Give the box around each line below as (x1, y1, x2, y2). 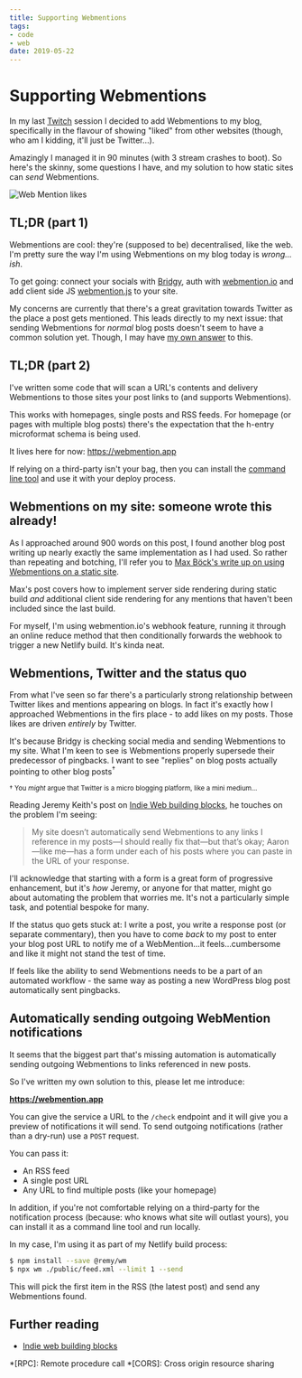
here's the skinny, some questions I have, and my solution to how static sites (9, 162, 294, 173)
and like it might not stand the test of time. (9, 948, 167, 959)
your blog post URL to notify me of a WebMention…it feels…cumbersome (9, 938, 281, 949)
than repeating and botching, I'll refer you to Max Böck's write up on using (9, 557, 286, 567)
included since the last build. (9, 603, 116, 614)
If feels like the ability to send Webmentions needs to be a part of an (9, 965, 263, 976)
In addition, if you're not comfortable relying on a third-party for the (9, 1202, 260, 1213)
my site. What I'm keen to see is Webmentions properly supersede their (9, 745, 275, 756)
